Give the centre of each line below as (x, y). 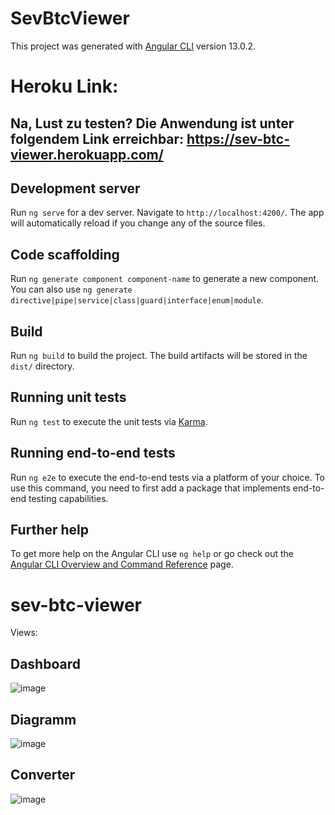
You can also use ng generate (71, 289)
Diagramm (43, 719)
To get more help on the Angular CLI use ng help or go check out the (152, 554)
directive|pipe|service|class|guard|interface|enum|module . (137, 300)
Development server (75, 188)
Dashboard (45, 663)
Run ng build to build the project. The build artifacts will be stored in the (159, 355)
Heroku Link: (64, 86)
